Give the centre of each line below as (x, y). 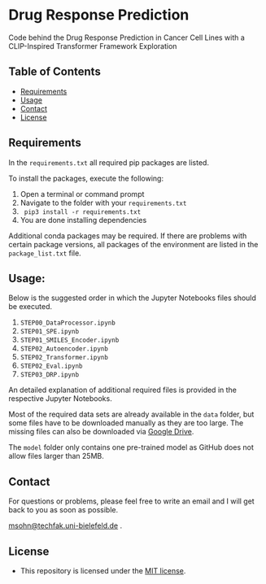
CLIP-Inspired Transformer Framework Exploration (93, 46)
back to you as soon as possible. (63, 510)
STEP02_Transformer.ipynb (64, 358)
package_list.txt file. (45, 253)
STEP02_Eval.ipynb (51, 366)
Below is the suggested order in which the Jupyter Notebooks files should (132, 298)
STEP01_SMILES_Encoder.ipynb (70, 340)
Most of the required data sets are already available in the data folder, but (131, 414)
